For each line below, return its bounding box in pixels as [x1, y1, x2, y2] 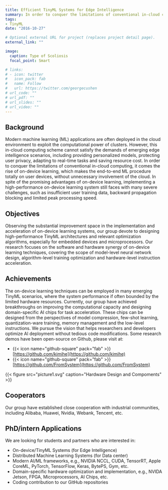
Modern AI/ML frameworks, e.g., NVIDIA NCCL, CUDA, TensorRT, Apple [12, 458, 161, 464]
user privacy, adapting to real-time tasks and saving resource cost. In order [5, 157, 160, 164]
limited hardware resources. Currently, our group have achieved [5, 298, 137, 304]
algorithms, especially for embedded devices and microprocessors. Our [5, 239, 153, 245]
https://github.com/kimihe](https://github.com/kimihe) [14, 351, 126, 357]
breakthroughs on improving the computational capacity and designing [5, 304, 151, 310]
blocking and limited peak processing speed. [5, 195, 97, 201]
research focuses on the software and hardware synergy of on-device [5, 244, 150, 250]
